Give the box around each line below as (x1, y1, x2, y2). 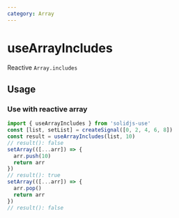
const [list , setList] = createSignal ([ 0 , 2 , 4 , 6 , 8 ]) (7, 127, 173, 134)
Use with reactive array (7, 104, 88, 114)
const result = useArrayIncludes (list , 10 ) (7, 133, 136, 140)
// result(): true (7, 172, 61, 179)
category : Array (7, 10, 54, 17)
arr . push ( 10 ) (13, 153, 52, 159)
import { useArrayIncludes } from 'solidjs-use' (7, 120, 151, 127)
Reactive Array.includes (7, 63, 78, 72)
